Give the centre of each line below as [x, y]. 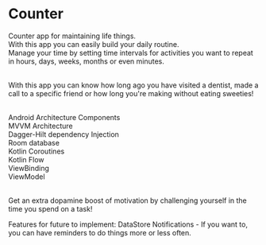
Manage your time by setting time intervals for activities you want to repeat [131, 52]
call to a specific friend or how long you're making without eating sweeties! [131, 93]
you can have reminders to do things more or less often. [100, 232]
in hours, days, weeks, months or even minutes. [87, 61]
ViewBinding [29, 168]
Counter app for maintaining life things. [72, 36]
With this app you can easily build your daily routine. [94, 44]
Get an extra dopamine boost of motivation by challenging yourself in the [128, 200]
